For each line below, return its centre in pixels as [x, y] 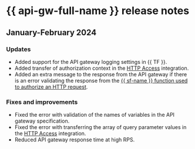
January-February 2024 [51, 33]
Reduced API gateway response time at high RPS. [75, 140]
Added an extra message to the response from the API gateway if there [101, 74]
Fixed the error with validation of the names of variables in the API [95, 115]
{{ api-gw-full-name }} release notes [98, 11]
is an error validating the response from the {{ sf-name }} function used [101, 80]
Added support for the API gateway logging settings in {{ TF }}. [91, 62]
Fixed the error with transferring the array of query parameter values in [100, 127]
